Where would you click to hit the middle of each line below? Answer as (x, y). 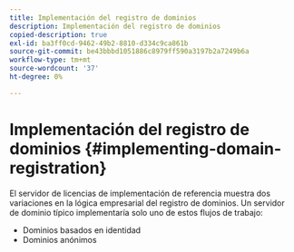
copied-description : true (58, 34)
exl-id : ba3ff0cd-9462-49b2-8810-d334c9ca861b (99, 43)
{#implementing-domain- (183, 148)
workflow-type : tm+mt (50, 60)
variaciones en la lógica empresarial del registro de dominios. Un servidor (147, 203)
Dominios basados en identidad (82, 230)
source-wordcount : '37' (54, 69)
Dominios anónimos (59, 239)
